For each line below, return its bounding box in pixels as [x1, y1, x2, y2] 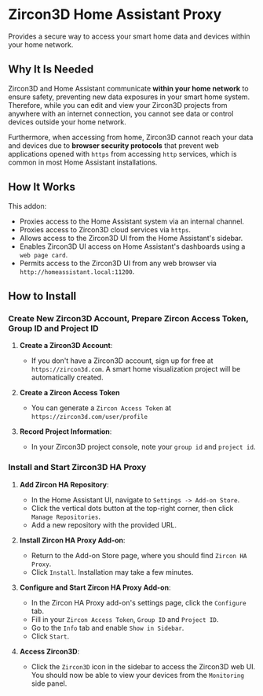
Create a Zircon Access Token [19, 388, 120, 398]
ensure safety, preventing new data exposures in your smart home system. [8, 92, 250, 102]
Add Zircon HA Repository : [19, 479, 109, 489]
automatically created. [31, 372, 104, 383]
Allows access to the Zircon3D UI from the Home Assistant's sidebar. [19, 233, 243, 242]
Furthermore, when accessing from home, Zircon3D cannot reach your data [8, 132, 254, 142]
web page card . [19, 250, 68, 259]
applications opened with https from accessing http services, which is [8, 149, 237, 158]
